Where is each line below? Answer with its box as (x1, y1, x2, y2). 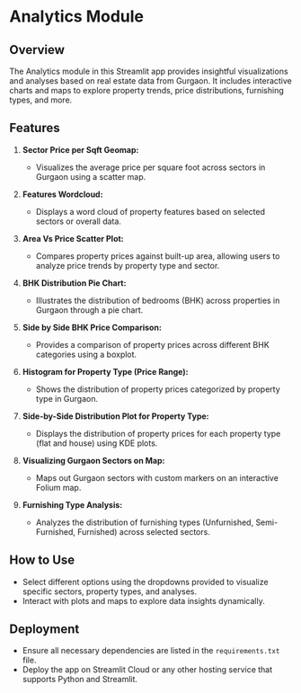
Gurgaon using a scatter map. (35, 171, 146, 182)
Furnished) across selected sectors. (77, 526, 211, 537)
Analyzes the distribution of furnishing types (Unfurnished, (35, 517, 254, 528)
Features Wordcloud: (22, 189, 103, 200)
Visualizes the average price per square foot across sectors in (35, 162, 266, 173)
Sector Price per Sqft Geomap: (22, 144, 139, 155)
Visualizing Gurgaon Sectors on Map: (22, 455, 165, 466)
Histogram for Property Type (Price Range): (22, 366, 189, 377)
